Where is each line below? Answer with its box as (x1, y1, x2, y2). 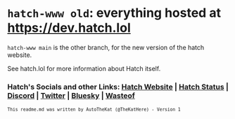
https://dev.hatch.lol (7, 20, 132, 36)
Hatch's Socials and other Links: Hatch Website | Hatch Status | (7, 82, 229, 92)
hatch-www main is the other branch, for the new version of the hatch (7, 43, 205, 51)
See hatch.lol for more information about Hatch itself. (7, 64, 161, 73)
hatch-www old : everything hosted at (7, 5, 222, 21)
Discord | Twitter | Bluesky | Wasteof (7, 90, 136, 100)
